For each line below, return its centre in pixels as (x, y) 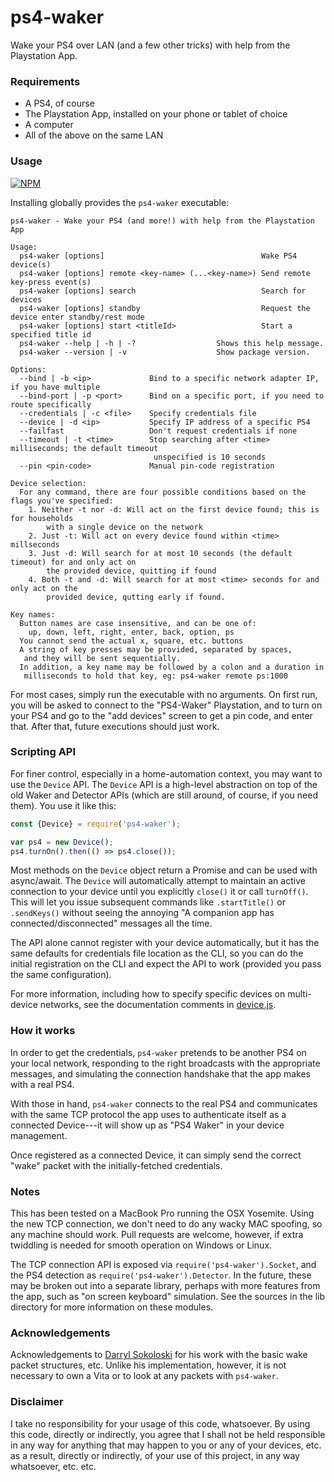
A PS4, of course (59, 103)
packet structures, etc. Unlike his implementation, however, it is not (148, 1365)
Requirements (45, 81)
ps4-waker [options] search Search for (163, 291)
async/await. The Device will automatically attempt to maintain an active (158, 881)
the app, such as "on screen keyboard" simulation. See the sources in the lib (167, 1297)
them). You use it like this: (63, 805)
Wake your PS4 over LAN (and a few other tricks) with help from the (150, 45)
